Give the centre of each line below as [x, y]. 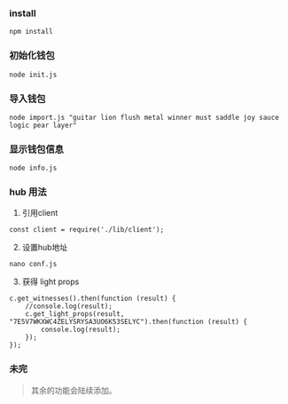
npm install [31, 32]
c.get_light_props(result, [75, 314]
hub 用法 [28, 192]
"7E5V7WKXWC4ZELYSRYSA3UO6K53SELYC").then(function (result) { [128, 322]
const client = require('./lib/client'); [87, 230]
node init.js [33, 75]
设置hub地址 [45, 248]
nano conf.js [33, 265]
